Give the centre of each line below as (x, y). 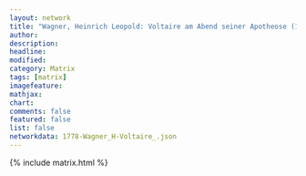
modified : (28, 60)
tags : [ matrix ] (38, 78)
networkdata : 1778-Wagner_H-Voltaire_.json (93, 137)
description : (34, 43)
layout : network (40, 18)
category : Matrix (42, 69)
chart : (22, 103)
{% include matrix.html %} (59, 162)
